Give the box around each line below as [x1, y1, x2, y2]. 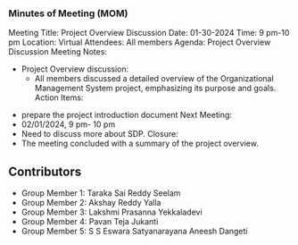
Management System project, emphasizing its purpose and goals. [34, 83, 277, 94]
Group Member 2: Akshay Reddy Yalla [21, 198, 161, 208]
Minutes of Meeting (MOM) [8, 7, 128, 20]
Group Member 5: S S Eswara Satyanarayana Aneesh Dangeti [21, 226, 248, 237]
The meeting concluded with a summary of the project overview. [21, 138, 260, 149]
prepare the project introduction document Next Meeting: [21, 110, 233, 121]
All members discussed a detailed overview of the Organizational [34, 73, 274, 84]
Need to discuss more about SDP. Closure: [21, 129, 179, 139]
